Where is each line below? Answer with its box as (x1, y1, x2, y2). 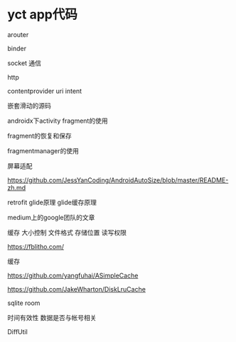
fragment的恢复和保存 (7, 131, 73, 140)
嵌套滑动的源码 (7, 101, 51, 110)
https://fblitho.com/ (7, 242, 65, 250)
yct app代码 (7, 6, 78, 23)
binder (7, 44, 27, 53)
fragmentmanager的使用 (7, 146, 80, 155)
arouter (7, 30, 29, 39)
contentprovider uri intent (7, 87, 82, 95)
